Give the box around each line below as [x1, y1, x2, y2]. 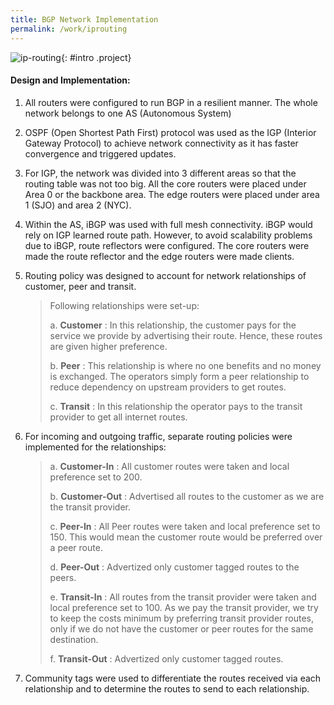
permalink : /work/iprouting [10, 24, 128, 34]
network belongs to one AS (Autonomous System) [24, 107, 232, 119]
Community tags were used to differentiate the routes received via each [24, 672, 322, 684]
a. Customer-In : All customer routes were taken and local [49, 460, 290, 472]
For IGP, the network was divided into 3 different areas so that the [24, 167, 297, 179]
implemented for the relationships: [24, 441, 167, 453]
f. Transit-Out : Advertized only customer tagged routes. [49, 652, 284, 665]
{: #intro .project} [60, 51, 132, 63]
